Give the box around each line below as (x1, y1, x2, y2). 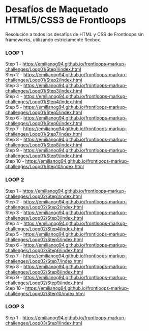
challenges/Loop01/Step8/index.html (5, 142, 82, 148)
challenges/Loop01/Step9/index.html (5, 153, 82, 159)
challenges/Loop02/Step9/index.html (5, 280, 83, 286)
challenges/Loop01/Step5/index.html (5, 109, 82, 115)
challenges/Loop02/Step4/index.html (5, 225, 83, 232)
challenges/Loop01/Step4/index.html (5, 99, 82, 105)
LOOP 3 (5, 303, 24, 310)
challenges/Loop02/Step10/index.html (5, 290, 85, 296)
